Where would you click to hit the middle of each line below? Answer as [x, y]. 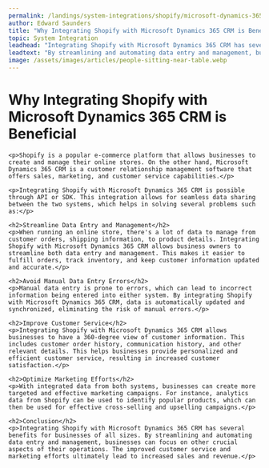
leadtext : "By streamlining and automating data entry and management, [130, 53]
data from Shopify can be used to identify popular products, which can [132, 400]
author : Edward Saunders [50, 23]
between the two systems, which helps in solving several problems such [132, 204]
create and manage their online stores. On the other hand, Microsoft [128, 162]
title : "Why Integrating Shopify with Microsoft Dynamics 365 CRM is [127, 30]
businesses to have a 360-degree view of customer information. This [127, 337]
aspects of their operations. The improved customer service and [119, 449]
